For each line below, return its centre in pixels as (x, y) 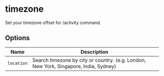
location (18, 63)
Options (18, 38)
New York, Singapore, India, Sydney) (74, 66)
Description (94, 51)
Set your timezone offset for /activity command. (53, 23)
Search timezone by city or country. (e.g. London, (89, 60)
